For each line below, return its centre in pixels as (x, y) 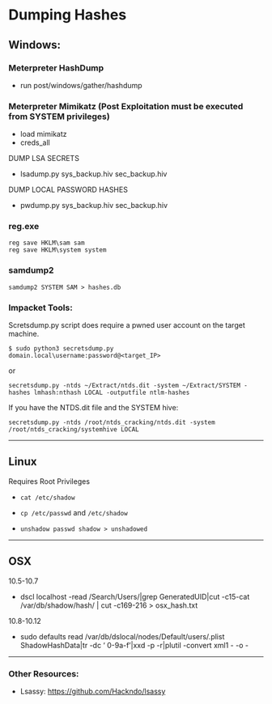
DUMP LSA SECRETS (44, 159)
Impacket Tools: (40, 307)
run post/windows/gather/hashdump (81, 85)
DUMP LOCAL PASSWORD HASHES (68, 190)
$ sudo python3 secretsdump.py (61, 349)
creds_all (35, 142)
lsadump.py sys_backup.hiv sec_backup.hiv (93, 174)
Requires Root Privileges (49, 481)
